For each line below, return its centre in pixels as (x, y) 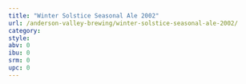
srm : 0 (19, 61)
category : (25, 30)
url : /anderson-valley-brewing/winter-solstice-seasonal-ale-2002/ (123, 23)
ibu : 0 (19, 53)
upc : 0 (19, 68)
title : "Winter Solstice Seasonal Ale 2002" (84, 16)
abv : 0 (19, 46)
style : (19, 38)
